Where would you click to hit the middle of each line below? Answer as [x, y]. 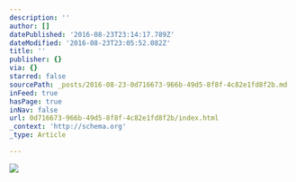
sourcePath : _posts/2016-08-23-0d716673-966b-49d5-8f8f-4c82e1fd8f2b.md [148, 85]
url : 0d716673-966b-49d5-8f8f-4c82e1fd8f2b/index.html [114, 118]
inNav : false [34, 110]
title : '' [28, 51]
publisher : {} [36, 59]
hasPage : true [36, 101]
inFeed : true [34, 93]
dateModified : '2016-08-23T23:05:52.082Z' [90, 43]
